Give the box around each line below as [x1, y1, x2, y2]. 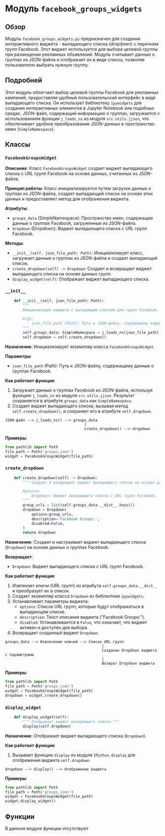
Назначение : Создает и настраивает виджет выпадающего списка [5, 539, 146, 545]
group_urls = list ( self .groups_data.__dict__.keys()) [23, 503, 135, 508]
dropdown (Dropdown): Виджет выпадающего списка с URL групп [12, 225, 147, 231]
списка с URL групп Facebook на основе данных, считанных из [5, 170, 138, 176]
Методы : [5, 240, 25, 246]
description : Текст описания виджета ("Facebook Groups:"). [19, 614, 145, 620]
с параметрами [5, 652, 34, 657]
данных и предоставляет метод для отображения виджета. [5, 196, 130, 201]
